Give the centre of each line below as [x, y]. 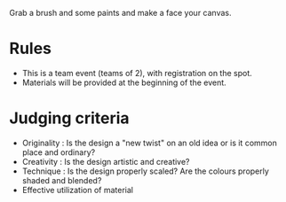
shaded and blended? [62, 180]
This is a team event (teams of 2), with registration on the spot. [137, 73]
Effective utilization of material [77, 190]
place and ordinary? [59, 152]
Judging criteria [70, 118]
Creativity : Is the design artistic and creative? [106, 161]
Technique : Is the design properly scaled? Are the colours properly [145, 171]
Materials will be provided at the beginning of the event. [124, 82]
